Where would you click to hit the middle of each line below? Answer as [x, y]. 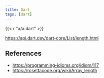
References [23, 53]
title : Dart [17, 10]
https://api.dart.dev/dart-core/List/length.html [52, 38]
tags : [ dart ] [19, 14]
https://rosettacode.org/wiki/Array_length [55, 71]
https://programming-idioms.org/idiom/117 [56, 65]
